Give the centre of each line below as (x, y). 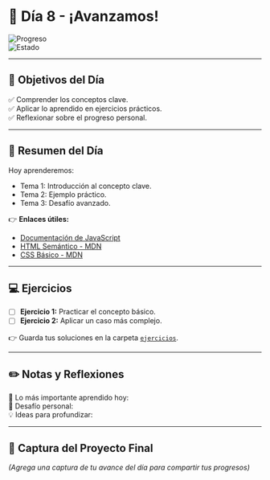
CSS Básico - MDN (51, 254)
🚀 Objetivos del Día (57, 80)
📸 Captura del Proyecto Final (81, 448)
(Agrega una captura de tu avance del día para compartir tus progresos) (129, 468)
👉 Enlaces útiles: (39, 219)
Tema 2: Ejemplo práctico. (63, 194)
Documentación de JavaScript (70, 237)
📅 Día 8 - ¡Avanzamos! (84, 16)
